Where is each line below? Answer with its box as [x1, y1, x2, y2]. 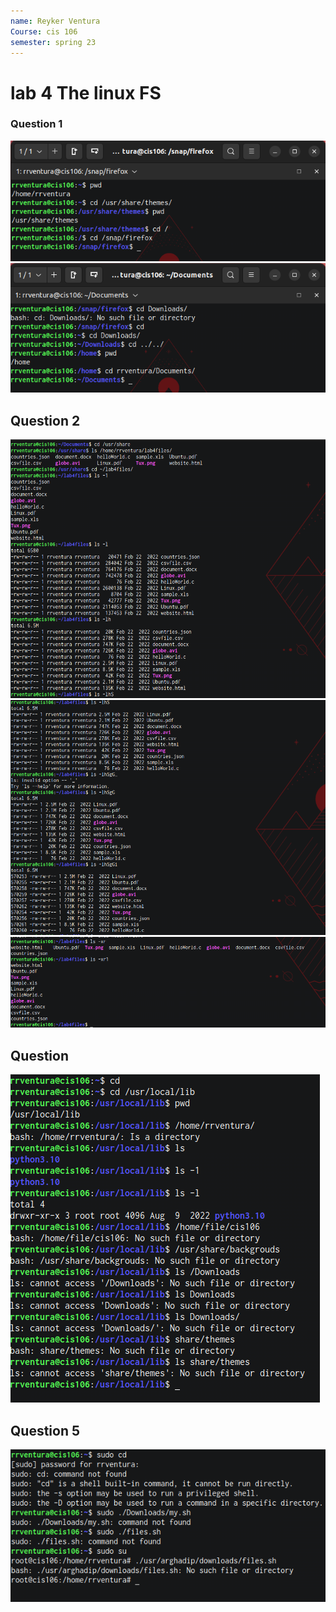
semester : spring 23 [10, 37, 97, 47]
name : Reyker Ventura [10, 16, 101, 26]
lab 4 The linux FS [10, 81, 162, 104]
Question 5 [10, 1422, 81, 1439]
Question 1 [10, 117, 63, 131]
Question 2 [10, 412, 81, 429]
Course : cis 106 [10, 26, 78, 37]
